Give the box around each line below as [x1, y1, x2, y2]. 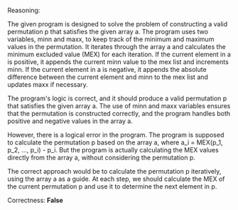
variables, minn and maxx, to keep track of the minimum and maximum [7, 35, 215, 43]
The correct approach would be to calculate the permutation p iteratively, [7, 167, 222, 175]
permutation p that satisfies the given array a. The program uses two [7, 28, 208, 36]
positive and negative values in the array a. [7, 117, 133, 125]
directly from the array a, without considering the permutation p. [7, 153, 195, 162]
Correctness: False [7, 196, 64, 204]
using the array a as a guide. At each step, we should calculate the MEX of [7, 174, 225, 183]
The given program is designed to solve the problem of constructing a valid [7, 20, 228, 28]
